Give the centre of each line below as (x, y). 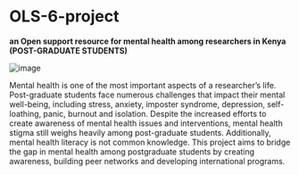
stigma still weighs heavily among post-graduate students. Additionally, (141, 132)
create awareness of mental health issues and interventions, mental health (146, 123)
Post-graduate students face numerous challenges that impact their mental (147, 95)
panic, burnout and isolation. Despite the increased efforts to (155, 113)
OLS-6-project (64, 17)
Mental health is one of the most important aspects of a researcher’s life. (143, 85)
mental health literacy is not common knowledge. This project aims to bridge (150, 142)
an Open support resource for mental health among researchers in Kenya (148, 41)
